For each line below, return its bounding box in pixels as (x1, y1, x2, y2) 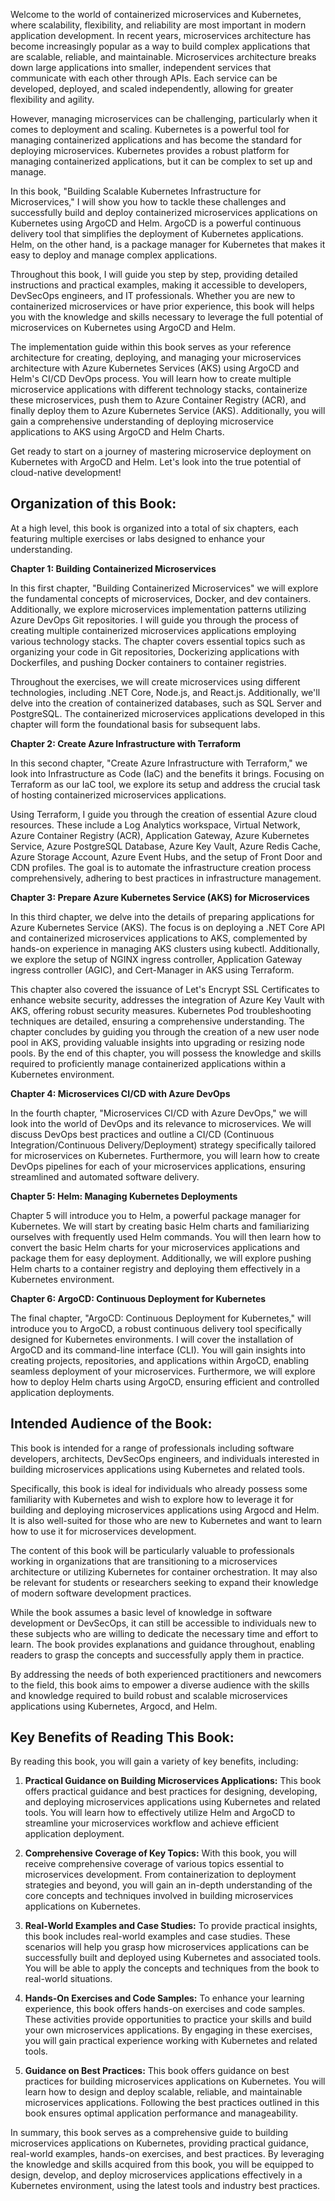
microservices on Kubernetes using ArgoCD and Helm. (10, 322, 236, 333)
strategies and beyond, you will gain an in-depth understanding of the (24, 1879, 313, 1891)
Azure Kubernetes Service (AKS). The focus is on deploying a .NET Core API (10, 921, 325, 933)
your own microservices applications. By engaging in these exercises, (24, 2024, 313, 2036)
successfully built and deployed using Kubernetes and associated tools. (24, 1952, 322, 1964)
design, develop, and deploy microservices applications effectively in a (10, 2169, 303, 2181)
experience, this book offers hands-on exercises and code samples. (24, 2003, 306, 2015)
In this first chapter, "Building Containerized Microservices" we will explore (10, 582, 319, 594)
